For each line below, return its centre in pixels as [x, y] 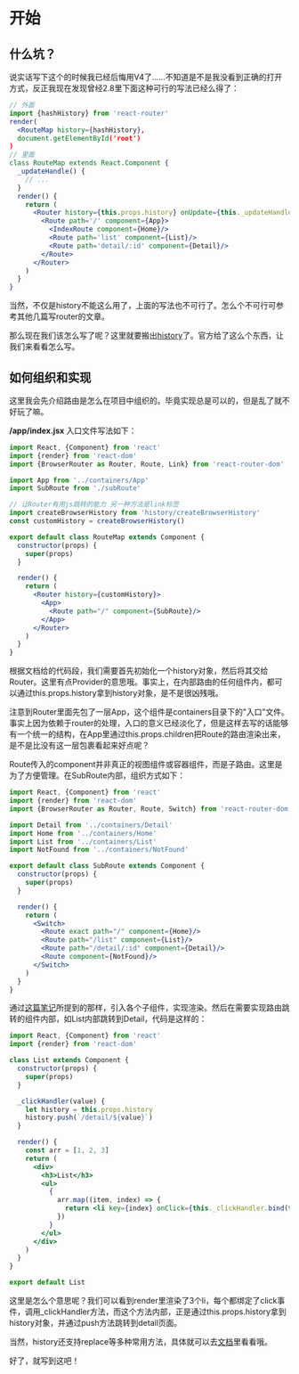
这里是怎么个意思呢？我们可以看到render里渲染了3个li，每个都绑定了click [143, 1301]
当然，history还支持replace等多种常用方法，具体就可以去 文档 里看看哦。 [141, 1342]
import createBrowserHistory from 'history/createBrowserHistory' [135, 513]
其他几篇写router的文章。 [63, 316]
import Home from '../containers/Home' [83, 833]
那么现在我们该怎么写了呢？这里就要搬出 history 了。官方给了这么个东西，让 [147, 336]
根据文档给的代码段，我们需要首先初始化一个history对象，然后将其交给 [139, 671]
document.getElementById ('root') [79, 138]
